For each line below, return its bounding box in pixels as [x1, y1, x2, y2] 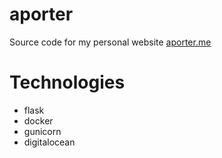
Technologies [9, 71, 126, 94]
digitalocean [23, 136, 76, 148]
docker [23, 114, 54, 127]
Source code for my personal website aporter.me [9, 36, 212, 48]
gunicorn [23, 125, 62, 137]
